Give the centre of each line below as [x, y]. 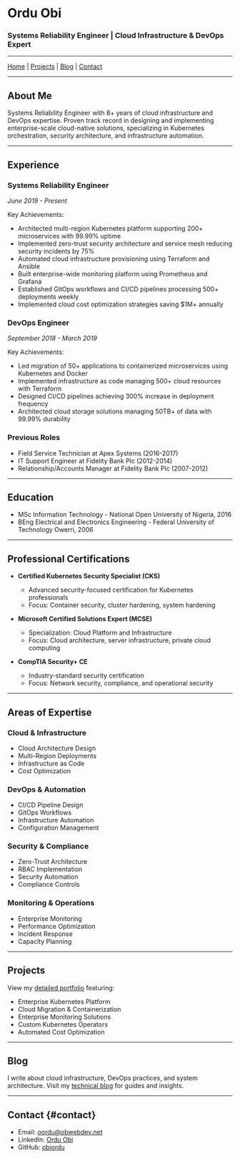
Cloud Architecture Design [57, 748]
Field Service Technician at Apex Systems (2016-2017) [98, 453]
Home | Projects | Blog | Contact [55, 66]
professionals [49, 598]
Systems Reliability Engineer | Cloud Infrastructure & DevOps [116, 36]
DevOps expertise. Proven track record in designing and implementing [111, 121]
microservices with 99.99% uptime [69, 236]
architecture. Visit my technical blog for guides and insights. [96, 1086]
